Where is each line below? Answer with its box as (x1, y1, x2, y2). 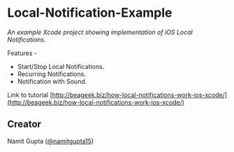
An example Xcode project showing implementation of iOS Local (7, 28, 193, 36)
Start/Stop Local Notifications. (17, 62, 105, 70)
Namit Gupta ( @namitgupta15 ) (7, 137, 94, 145)
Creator (7, 119, 42, 130)
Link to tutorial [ (7, 91, 52, 99)
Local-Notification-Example (7, 5, 173, 21)
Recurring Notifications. (17, 70, 86, 78)
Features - (7, 49, 37, 57)
